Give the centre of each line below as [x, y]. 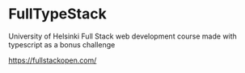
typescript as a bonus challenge [62, 44]
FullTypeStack [57, 14]
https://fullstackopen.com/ [53, 60]
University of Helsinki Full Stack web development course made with [122, 36]
